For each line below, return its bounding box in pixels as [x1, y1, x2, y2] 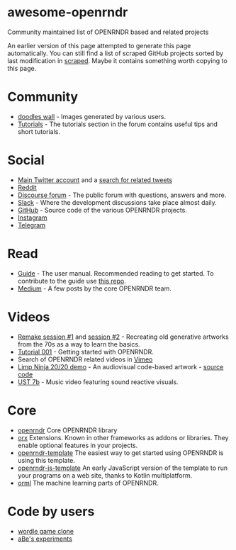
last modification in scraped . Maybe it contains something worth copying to [7, 56, 228, 64]
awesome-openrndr [7, 4, 128, 21]
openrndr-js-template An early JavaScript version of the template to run [17, 464, 228, 472]
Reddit [17, 183, 37, 191]
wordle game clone [17, 527, 74, 535]
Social [7, 152, 45, 169]
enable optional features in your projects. [17, 441, 138, 449]
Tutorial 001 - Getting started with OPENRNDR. [17, 347, 154, 356]
